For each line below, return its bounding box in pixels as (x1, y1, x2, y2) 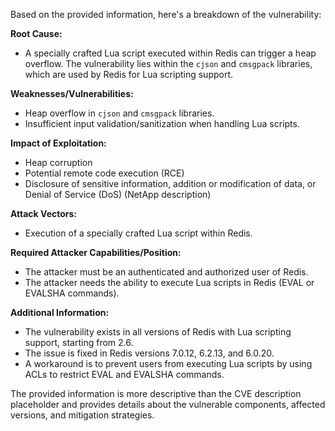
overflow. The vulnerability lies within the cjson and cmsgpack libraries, (24, 58, 313, 69)
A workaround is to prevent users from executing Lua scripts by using (24, 358, 313, 369)
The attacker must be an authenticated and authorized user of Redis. (24, 266, 309, 278)
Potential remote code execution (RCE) (24, 167, 185, 179)
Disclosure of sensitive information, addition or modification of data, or (24, 178, 317, 189)
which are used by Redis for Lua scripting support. (24, 69, 234, 80)
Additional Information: (10, 307, 110, 318)
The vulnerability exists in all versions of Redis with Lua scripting (24, 326, 292, 338)
